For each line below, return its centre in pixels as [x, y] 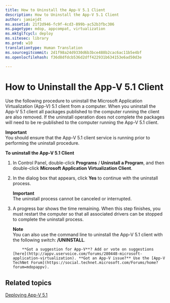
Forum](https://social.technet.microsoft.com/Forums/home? [95, 263]
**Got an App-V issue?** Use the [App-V [122, 258]
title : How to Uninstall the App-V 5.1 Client [55, 10]
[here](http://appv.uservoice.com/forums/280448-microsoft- [77, 254]
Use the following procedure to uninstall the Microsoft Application [74, 101]
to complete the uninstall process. [48, 220]
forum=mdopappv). [31, 267]
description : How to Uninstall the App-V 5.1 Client [62, 15]
